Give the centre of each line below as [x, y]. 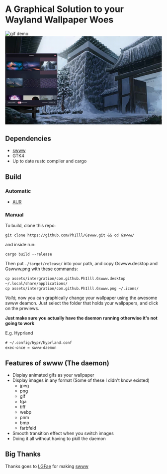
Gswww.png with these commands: [42, 269]
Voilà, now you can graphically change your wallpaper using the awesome [81, 298]
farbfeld [28, 428]
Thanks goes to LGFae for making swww [47, 466]
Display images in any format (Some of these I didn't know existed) [81, 380]
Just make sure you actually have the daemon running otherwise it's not [81, 318]
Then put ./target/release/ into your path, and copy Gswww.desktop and [82, 264]
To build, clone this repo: [31, 226]
